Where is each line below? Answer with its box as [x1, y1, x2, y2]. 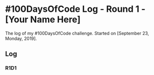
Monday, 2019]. [5, 36, 37, 41]
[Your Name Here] [5, 14, 81, 25]
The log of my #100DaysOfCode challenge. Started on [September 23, [5, 30, 149, 36]
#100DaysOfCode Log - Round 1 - [5, 3, 146, 15]
